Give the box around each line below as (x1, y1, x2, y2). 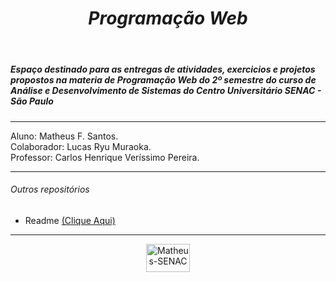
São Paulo (10, 95, 54, 107)
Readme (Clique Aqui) (24, 214, 116, 226)
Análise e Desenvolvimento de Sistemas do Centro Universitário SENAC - (10, 85, 322, 97)
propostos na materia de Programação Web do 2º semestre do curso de (10, 74, 317, 86)
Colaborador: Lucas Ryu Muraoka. (10, 140, 152, 152)
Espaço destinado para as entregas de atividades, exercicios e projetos (10, 63, 316, 76)
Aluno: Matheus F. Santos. (10, 130, 119, 142)
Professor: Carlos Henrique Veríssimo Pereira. (10, 151, 200, 163)
